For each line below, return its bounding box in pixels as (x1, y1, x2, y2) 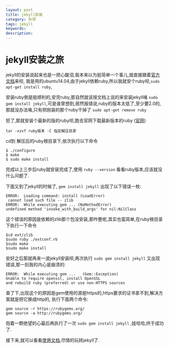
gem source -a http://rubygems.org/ (6, 311, 82, 316)
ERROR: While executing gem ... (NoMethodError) (6, 202, 112, 207)
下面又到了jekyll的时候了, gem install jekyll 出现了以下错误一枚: (6, 183, 141, 189)
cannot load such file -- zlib (8, 198, 73, 203)
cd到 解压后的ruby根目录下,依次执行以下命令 (6, 138, 98, 144)
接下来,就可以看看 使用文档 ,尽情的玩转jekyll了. (6, 337, 100, 343)
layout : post (6, 7, 33, 13)
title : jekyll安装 (6, 12, 43, 17)
